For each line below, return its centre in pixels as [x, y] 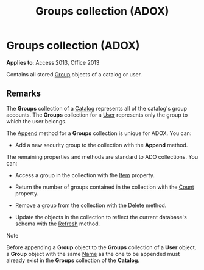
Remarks [24, 94]
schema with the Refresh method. [58, 224]
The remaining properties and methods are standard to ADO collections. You [102, 156]
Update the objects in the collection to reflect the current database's [101, 217]
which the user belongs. [37, 121]
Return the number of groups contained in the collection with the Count [105, 187]
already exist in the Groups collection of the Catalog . [73, 260]
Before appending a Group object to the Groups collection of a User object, [101, 247]
